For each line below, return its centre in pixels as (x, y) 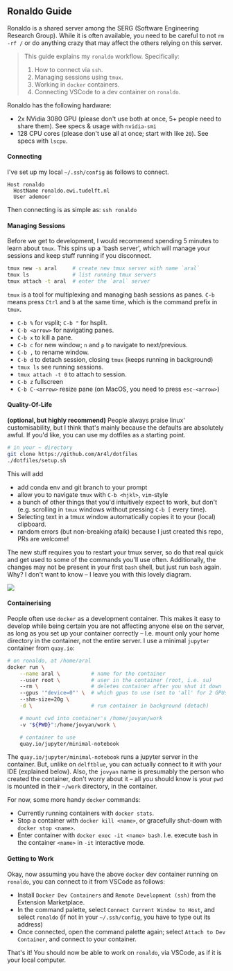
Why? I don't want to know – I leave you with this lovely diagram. (100, 574)
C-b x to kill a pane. (45, 337)
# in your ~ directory (40, 448)
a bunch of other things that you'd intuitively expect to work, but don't (117, 502)
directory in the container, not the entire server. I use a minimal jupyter (109, 640)
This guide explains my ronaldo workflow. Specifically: (102, 56)
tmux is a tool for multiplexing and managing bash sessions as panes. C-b (111, 295)
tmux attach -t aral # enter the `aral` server (79, 281)
